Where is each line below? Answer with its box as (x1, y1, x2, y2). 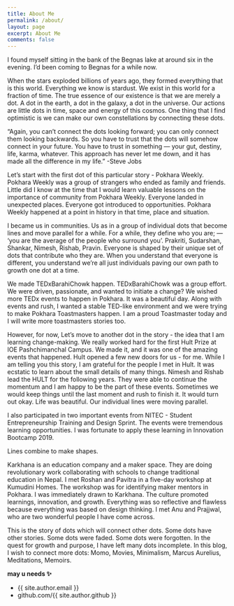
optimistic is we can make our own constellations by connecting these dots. (7, 113, 225, 123)
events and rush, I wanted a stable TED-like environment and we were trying (7, 302, 227, 310)
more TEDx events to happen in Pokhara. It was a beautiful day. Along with (7, 295, 222, 303)
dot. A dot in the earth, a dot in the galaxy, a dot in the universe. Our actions (7, 99, 226, 107)
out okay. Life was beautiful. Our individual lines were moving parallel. (7, 397, 208, 406)
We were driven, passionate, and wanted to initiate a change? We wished (7, 287, 218, 296)
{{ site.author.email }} (17, 584, 79, 592)
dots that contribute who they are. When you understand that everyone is (7, 252, 219, 260)
